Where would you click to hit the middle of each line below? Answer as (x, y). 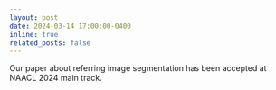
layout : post (34, 18)
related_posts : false (50, 43)
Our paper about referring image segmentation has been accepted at (138, 68)
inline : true (34, 34)
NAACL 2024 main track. (56, 78)
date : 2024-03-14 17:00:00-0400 (70, 26)
